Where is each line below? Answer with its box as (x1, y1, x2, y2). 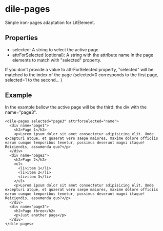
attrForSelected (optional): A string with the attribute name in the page (12, 52, 154, 58)
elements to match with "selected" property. (12, 57, 102, 63)
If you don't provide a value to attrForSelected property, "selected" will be (5, 66, 154, 72)
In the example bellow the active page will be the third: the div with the (5, 104, 147, 110)
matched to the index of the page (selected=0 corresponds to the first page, (5, 72, 159, 78)
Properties (5, 34, 38, 42)
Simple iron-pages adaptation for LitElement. (5, 20, 95, 25)
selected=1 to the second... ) (5, 77, 62, 83)
